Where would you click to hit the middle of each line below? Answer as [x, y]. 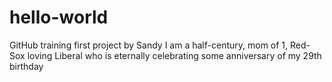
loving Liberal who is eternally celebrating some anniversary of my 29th [174, 55]
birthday [26, 66]
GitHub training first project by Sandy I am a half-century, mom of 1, [149, 45]
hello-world [59, 17]
